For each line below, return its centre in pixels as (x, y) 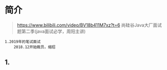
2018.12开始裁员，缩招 (34, 47)
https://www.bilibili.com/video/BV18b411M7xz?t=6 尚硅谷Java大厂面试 (89, 25)
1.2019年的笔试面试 (23, 41)
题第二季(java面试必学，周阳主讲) (51, 31)
